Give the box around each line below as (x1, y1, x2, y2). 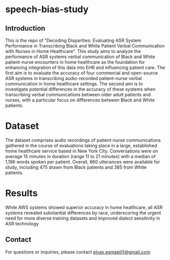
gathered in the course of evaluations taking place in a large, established (5, 142, 157, 148)
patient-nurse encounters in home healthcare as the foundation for (5, 59, 145, 65)
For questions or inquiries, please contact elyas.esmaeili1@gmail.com (5, 249, 151, 255)
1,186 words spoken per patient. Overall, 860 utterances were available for (5, 159, 160, 165)
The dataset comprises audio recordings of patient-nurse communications (5, 137, 161, 143)
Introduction (5, 24, 46, 33)
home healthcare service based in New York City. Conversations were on (5, 148, 158, 154)
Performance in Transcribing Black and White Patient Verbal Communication (5, 43, 165, 49)
